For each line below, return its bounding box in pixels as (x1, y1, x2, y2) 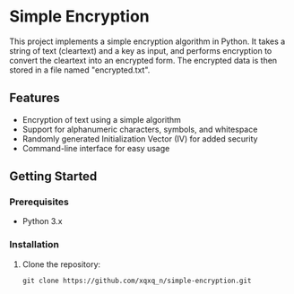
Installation (9, 238, 60, 251)
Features (9, 91, 60, 106)
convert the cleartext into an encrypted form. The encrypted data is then (9, 55, 278, 65)
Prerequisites (9, 195, 69, 208)
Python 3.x (22, 216, 63, 227)
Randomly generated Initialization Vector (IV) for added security (22, 133, 258, 144)
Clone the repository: (22, 258, 101, 270)
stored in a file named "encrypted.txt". (9, 65, 151, 75)
